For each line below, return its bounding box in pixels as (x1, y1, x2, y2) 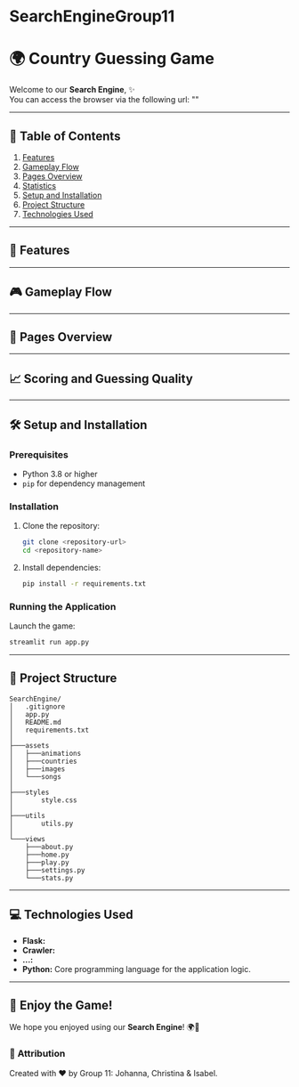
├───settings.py (25, 865, 86, 874)
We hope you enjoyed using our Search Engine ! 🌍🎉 (9, 1022, 200, 1033)
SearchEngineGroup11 (9, 6, 175, 27)
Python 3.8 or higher (21, 468, 98, 479)
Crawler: (21, 945, 56, 955)
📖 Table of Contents (9, 128, 121, 143)
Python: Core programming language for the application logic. (21, 963, 251, 974)
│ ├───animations (9, 749, 82, 758)
